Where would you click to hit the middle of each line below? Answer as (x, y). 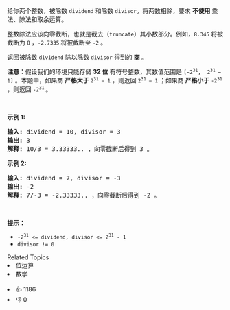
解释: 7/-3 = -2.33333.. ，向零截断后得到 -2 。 (84, 195)
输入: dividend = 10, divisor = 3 (64, 132)
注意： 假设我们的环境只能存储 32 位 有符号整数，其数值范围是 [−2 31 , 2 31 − (114, 72)
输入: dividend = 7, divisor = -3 (64, 178)
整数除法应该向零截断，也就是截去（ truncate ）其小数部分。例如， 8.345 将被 (115, 34)
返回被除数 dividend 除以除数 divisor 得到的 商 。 (78, 57)
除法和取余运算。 (43, 19)
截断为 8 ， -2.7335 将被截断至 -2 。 (57, 43)
